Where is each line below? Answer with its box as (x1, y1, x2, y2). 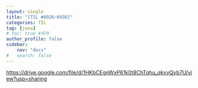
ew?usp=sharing (6, 75, 48, 82)
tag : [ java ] (6, 25, 36, 31)
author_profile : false (6, 36, 62, 42)
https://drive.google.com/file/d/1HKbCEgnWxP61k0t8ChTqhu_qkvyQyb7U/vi (6, 69, 192, 76)
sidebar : (6, 42, 28, 48)
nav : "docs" (17, 47, 46, 53)
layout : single (6, 8, 44, 15)
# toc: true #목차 (6, 31, 49, 37)
